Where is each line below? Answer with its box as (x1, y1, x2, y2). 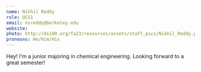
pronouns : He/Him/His (6, 36, 60, 42)
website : (6, 25, 28, 32)
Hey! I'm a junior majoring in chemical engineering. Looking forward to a (6, 53, 184, 60)
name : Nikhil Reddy (6, 8, 55, 15)
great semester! (6, 59, 45, 66)
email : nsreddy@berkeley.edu (6, 20, 79, 26)
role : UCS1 (6, 14, 33, 20)
